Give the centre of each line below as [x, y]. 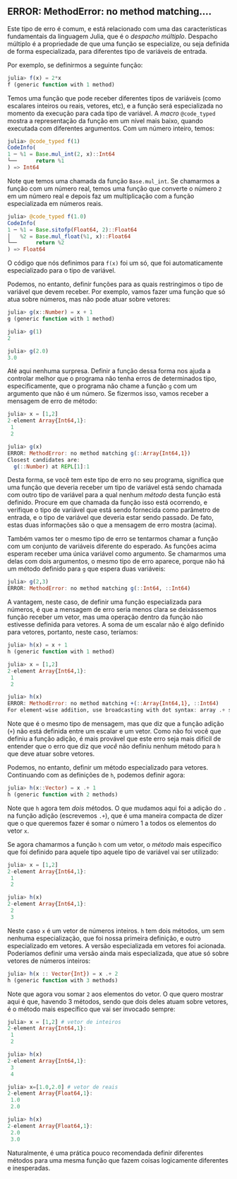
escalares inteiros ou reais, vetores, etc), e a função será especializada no [115, 106]
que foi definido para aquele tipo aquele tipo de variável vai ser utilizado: [113, 852]
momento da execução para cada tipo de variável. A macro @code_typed [111, 113]
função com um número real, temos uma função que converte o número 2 [115, 188]
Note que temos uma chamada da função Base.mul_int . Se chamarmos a [114, 181]
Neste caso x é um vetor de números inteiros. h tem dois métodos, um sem [116, 930]
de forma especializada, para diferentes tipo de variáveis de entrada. [108, 51]
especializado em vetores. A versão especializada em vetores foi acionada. [117, 945]
